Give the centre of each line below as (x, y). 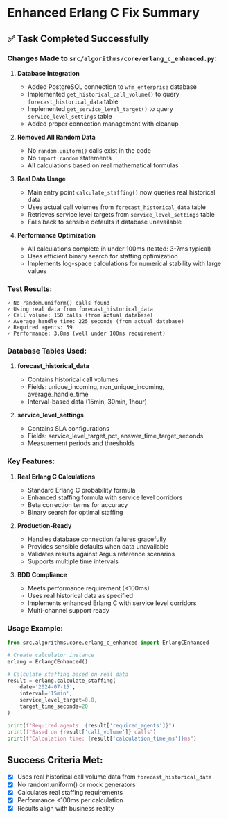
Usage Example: (35, 628)
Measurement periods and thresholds (81, 443)
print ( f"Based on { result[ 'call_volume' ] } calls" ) (82, 732)
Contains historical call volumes (73, 379)
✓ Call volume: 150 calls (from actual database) (80, 315)
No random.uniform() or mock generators (77, 785)
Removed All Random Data (56, 137)
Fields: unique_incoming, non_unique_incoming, (96, 387)
